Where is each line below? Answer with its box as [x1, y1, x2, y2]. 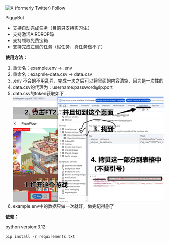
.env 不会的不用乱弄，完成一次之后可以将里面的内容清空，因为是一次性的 [12, 78, 164, 84]
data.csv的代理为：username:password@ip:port [12, 84, 113, 90]
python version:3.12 [5, 224, 46, 230]
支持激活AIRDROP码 [12, 31, 54, 37]
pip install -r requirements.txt [5, 234, 75, 239]
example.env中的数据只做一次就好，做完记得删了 [12, 203, 114, 209]
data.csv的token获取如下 [12, 91, 64, 96]
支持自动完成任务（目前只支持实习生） [12, 25, 92, 31]
